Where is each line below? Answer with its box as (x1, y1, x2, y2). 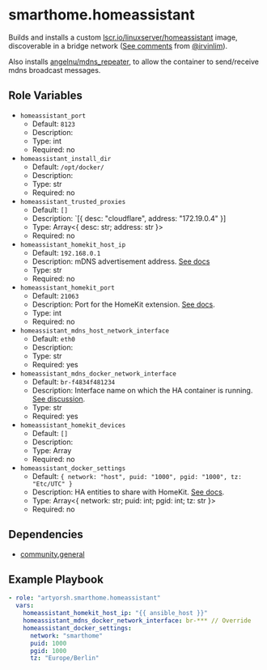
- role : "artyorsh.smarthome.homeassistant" (8, 594, 161, 602)
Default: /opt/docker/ (32, 162, 105, 172)
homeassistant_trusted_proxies (19, 197, 126, 206)
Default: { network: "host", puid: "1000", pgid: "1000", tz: (32, 471, 243, 481)
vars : (15, 601, 35, 610)
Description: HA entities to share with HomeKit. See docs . (32, 487, 225, 497)
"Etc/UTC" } (32, 480, 73, 488)
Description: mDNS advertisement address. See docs (32, 257, 210, 266)
